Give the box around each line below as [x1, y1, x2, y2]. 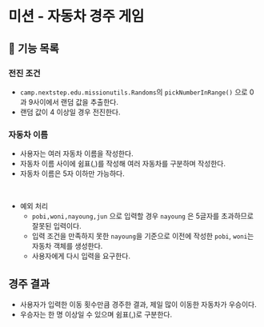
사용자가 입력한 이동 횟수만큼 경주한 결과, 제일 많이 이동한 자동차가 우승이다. [19, 299, 258, 309]
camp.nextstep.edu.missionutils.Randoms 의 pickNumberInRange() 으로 [19, 87, 248, 97]
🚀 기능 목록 [8, 42, 60, 55]
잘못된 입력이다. [31, 221, 82, 231]
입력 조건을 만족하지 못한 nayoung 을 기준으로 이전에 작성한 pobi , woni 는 [31, 231, 254, 241]
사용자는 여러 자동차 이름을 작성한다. [19, 149, 134, 158]
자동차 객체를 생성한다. [31, 241, 103, 251]
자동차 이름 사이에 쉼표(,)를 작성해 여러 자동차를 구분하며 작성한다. [19, 159, 226, 169]
